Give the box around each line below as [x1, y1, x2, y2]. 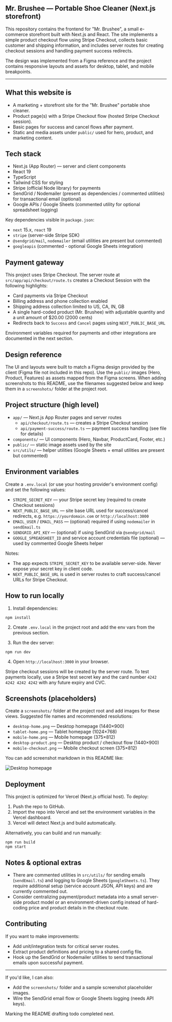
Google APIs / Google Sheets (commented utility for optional [12, 202, 140, 208]
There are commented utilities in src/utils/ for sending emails [12, 871, 145, 878]
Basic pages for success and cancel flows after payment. [12, 123, 134, 130]
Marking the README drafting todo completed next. [5, 1010, 115, 1017]
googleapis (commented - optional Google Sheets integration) [12, 243, 143, 249]
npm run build [5, 840, 36, 845]
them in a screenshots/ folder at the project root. [5, 386, 107, 392]
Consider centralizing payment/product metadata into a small [12, 893, 142, 900]
